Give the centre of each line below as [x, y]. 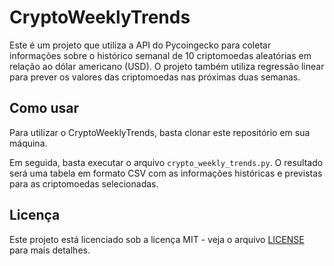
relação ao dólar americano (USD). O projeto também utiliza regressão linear [167, 66]
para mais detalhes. [50, 250]
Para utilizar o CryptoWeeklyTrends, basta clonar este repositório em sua [160, 132]
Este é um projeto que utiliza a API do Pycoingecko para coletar [140, 45]
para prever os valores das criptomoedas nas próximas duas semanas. [155, 77]
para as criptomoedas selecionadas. [84, 183]
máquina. [28, 143]
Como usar [44, 108]
